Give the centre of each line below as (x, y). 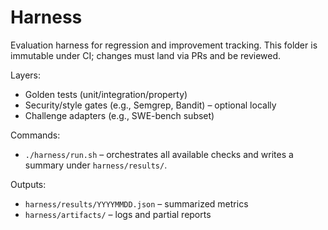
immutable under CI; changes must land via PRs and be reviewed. (146, 55)
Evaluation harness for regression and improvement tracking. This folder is (164, 45)
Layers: (26, 75)
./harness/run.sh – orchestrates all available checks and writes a (159, 154)
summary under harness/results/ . (96, 165)
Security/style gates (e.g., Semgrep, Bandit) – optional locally (150, 105)
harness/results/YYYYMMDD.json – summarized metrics (136, 203)
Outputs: (28, 184)
